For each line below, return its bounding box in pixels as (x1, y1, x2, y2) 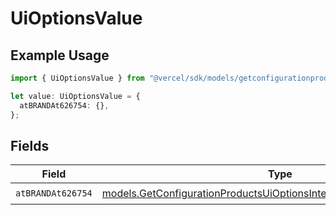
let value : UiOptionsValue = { (10, 91, 141, 101)
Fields (10, 137, 50, 154)
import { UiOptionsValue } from (10, 73, 145, 83)
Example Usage (10, 47, 110, 64)
